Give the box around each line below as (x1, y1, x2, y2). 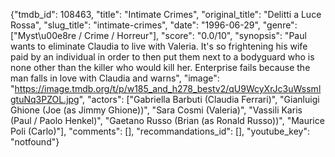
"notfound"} (10, 136, 60, 148)
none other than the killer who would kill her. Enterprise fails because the (10, 62, 311, 73)
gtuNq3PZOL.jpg (10, 94, 80, 105)
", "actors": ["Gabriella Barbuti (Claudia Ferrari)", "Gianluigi (78, 94, 320, 105)
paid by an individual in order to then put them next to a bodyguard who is (10, 51, 315, 63)
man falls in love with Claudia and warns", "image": (10, 72, 220, 84)
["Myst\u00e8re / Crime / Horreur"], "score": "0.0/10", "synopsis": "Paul (10, 30, 307, 41)
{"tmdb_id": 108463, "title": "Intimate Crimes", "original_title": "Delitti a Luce (10, 9, 322, 20)
